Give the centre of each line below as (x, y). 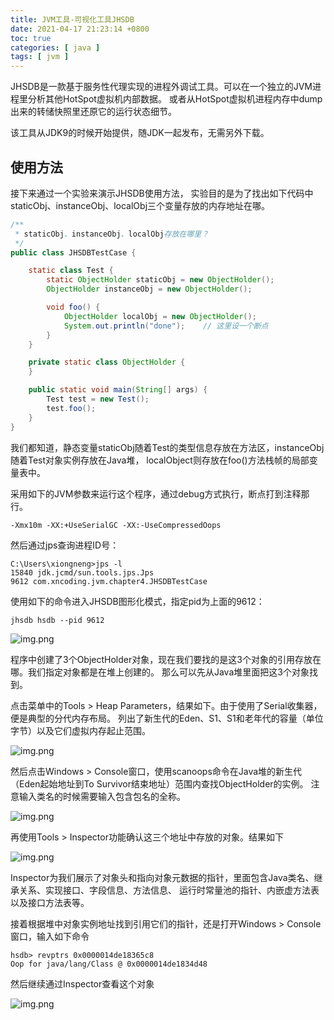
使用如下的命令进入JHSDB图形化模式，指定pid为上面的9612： (137, 601)
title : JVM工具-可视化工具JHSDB (72, 19)
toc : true (31, 38)
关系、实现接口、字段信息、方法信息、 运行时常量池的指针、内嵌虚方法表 (169, 890)
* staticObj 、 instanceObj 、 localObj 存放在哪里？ (112, 234)
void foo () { (73, 307)
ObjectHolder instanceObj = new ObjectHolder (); (149, 289)
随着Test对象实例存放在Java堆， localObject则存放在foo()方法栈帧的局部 (160, 460)
